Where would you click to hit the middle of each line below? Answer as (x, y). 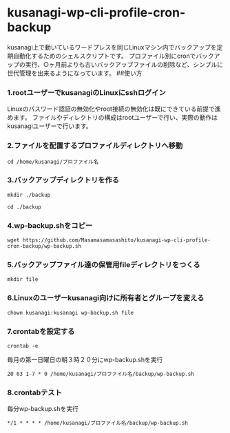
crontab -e (23, 346)
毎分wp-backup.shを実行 (43, 409)
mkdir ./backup (29, 195)
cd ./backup (24, 207)
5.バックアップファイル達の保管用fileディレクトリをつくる (104, 265)
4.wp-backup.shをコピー (50, 225)
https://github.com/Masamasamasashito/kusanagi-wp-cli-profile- (117, 240)
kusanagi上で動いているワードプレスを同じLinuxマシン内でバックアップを (112, 47)
